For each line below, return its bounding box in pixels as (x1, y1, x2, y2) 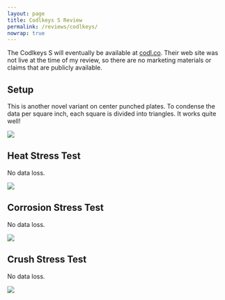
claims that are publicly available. (7, 63, 103, 72)
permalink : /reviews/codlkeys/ (7, 23, 98, 30)
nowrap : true (7, 29, 45, 37)
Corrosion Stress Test (7, 202, 104, 214)
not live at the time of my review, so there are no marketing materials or (7, 56, 212, 65)
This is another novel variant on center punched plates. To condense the (7, 102, 216, 111)
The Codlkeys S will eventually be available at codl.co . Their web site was (7, 49, 219, 57)
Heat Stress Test (7, 150, 82, 162)
